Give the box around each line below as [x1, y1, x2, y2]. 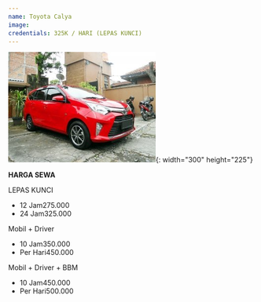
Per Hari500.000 [19, 286, 74, 296]
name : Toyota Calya [8, 13, 72, 20]
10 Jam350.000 [19, 239, 71, 249]
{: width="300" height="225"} [156, 155, 253, 165]
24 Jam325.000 [19, 209, 72, 219]
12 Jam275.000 [19, 201, 70, 210]
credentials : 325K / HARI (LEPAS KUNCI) [8, 29, 143, 37]
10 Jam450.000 [19, 278, 71, 288]
